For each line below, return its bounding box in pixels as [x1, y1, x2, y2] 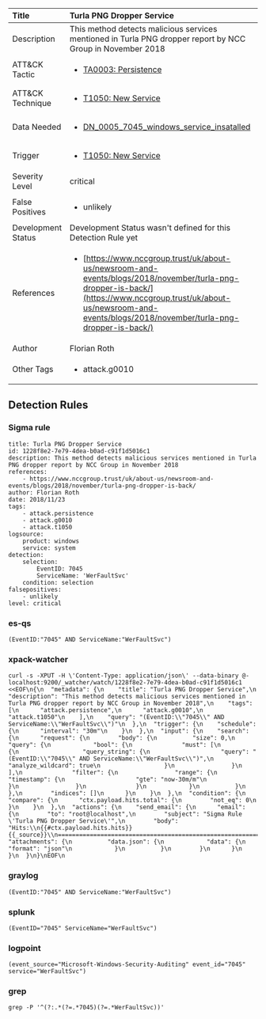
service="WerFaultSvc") [8, 968, 87, 975]
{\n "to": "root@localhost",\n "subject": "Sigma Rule [8, 810, 243, 818]
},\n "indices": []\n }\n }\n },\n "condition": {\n [8, 790, 246, 797]
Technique [12, 98, 51, 108]
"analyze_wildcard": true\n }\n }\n [8, 762, 243, 770]
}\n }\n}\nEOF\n [8, 852, 66, 860]
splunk [8, 906, 36, 917]
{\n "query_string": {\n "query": [8, 748, 249, 756]
